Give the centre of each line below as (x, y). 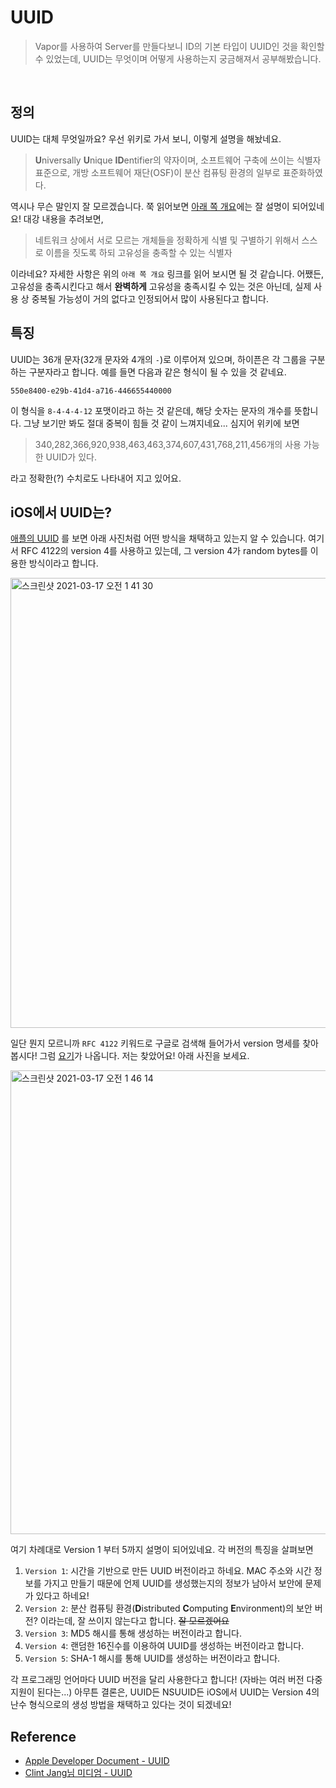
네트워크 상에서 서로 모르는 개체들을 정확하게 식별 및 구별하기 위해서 (167, 240)
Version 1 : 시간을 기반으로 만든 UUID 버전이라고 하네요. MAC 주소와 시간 (168, 1571)
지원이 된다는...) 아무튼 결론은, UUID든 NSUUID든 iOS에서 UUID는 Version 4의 (165, 1692)
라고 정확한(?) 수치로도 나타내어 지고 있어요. (96, 478)
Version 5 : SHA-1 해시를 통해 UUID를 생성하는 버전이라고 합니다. (152, 1658)
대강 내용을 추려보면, (63, 218)
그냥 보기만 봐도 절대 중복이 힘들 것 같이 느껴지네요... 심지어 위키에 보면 (161, 423)
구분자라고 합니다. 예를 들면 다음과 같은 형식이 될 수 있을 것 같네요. (157, 372)
